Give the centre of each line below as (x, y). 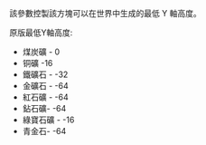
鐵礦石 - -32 (45, 74)
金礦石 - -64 (46, 86)
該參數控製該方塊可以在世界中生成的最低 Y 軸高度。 (105, 13)
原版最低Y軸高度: (41, 33)
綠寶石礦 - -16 (48, 120)
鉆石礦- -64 (44, 108)
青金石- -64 (44, 131)
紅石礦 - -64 (46, 97)
